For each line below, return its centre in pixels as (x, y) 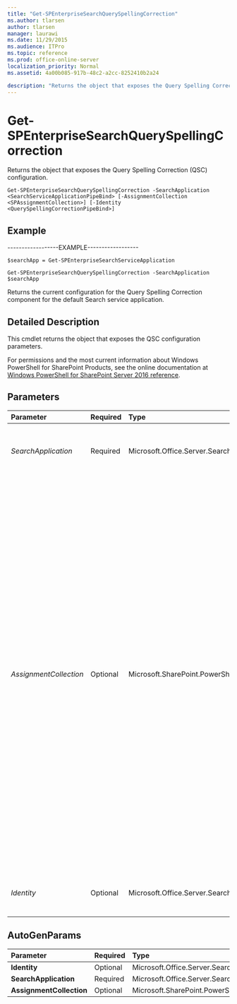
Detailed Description (54, 322)
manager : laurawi (33, 34)
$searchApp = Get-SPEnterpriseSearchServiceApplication (91, 261)
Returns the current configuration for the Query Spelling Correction (105, 292)
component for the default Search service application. (86, 300)
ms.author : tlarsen (36, 20)
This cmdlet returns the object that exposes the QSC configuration (104, 339)
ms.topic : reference (38, 54)
